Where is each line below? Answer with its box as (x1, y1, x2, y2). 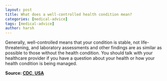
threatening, (5, 45, 30, 51)
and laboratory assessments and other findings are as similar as (31, 45, 162, 51)
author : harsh (5, 26, 35, 31)
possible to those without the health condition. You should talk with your (5, 50, 153, 56)
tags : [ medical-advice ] (5, 21, 55, 26)
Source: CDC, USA (5, 70, 44, 76)
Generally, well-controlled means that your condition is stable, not (5, 39, 140, 45)
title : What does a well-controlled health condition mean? (5, 12, 133, 17)
